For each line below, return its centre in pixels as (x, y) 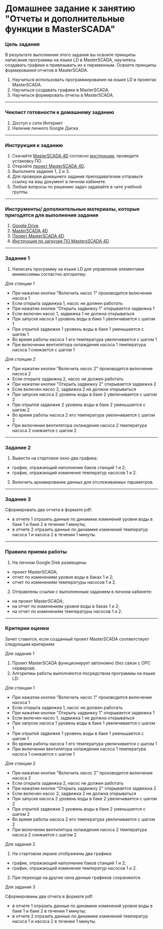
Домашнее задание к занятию (70, 8)
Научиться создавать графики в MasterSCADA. (61, 90)
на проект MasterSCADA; (38, 601)
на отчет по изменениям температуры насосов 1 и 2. (67, 611)
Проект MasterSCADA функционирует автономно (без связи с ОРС (81, 663)
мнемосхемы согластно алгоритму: (49, 274)
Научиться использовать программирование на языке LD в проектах (84, 80)
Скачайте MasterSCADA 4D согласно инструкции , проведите (75, 156)
